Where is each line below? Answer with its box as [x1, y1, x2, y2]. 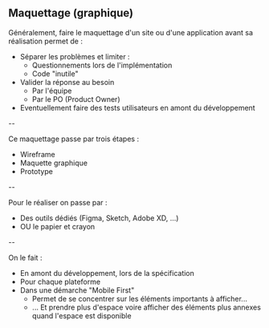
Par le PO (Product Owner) [31, 94, 120, 103]
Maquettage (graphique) [8, 6, 134, 20]
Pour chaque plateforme [19, 277, 101, 286]
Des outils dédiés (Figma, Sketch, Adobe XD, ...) [19, 213, 179, 223]
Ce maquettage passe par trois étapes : [8, 134, 139, 144]
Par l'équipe [31, 86, 72, 95]
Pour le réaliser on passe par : [8, 197, 108, 207]
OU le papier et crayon [19, 221, 96, 231]
